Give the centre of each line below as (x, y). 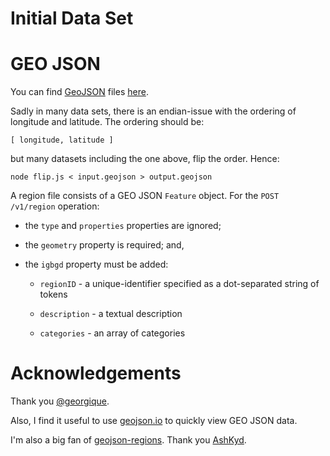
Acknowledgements (96, 373)
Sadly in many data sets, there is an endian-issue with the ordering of (153, 111)
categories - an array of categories (112, 333)
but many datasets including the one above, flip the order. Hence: (145, 159)
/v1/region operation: (55, 206)
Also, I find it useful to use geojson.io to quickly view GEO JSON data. (154, 421)
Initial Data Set (72, 18)
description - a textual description (111, 314)
